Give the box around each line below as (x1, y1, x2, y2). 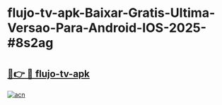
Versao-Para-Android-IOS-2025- (7, 20, 207, 36)
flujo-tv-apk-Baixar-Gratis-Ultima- (7, 5, 216, 21)
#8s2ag (7, 35, 54, 51)
